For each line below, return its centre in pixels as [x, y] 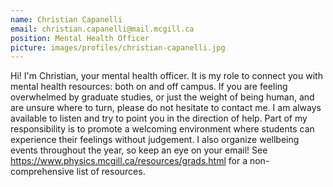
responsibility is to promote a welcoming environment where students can [162, 129]
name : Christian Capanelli [66, 19]
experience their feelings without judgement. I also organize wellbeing [155, 140]
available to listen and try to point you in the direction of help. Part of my [159, 118]
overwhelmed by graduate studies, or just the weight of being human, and [162, 97]
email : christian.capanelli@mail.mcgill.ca [102, 29]
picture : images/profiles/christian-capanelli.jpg [118, 47]
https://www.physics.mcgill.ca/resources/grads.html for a [129, 161]
